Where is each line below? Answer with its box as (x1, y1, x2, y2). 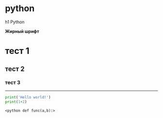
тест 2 (5, 65, 25, 73)
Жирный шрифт (5, 28, 40, 34)
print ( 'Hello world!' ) (5, 95, 51, 100)
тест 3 (5, 79, 21, 86)
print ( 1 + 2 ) (5, 99, 27, 104)
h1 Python (5, 19, 25, 25)
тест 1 (5, 46, 30, 56)
